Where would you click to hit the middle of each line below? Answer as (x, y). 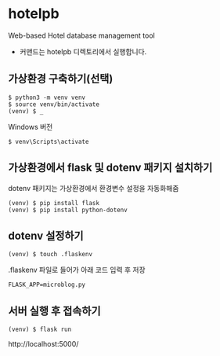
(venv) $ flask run (40, 330)
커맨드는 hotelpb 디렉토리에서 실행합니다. (83, 51)
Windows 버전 (31, 127)
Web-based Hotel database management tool (81, 35)
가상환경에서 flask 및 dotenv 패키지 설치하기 (110, 168)
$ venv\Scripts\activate (49, 141)
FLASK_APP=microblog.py (47, 285)
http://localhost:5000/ (43, 344)
